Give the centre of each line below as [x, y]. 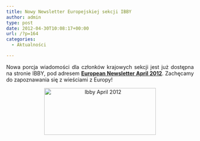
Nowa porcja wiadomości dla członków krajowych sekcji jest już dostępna [100, 67]
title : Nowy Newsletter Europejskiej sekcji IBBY [69, 12]
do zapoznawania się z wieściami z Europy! [60, 79]
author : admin [24, 17]
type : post [20, 23]
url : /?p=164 [22, 34]
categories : [21, 39]
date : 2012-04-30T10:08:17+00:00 [48, 28]
